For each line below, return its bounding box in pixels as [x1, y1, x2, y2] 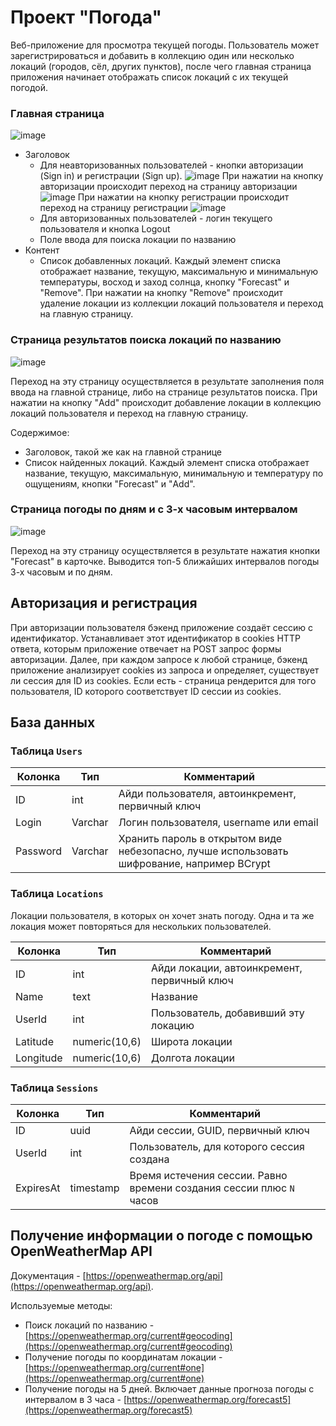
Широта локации [150, 1034, 233, 1048]
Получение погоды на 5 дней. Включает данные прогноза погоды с [24, 1382, 315, 1395]
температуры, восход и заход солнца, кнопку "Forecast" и [39, 276, 290, 288]
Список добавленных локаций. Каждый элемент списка [39, 255, 281, 267]
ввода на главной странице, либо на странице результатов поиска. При [10, 386, 318, 398]
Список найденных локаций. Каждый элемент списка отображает [24, 456, 310, 468]
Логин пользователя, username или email [118, 816, 319, 830]
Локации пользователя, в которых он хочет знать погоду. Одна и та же [10, 909, 315, 921]
